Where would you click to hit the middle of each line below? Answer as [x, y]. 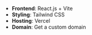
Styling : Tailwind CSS [38, 15]
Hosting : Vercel [31, 21]
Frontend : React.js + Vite [42, 8]
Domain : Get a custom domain [49, 27]
